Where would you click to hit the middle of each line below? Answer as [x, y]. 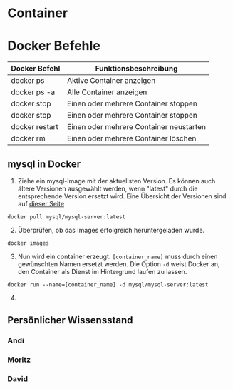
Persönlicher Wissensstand [70, 320]
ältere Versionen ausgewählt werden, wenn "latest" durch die [108, 188]
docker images [29, 243]
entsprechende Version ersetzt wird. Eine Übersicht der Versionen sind [122, 196]
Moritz [19, 360]
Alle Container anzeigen [107, 92]
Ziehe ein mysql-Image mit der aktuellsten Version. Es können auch [116, 181]
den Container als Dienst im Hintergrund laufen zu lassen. [102, 271]
